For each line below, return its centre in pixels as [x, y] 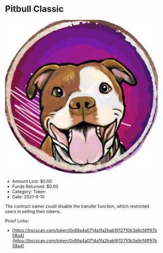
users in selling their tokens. [33, 211]
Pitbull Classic [34, 9]
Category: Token [29, 192]
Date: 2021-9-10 [28, 196]
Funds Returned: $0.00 [35, 186]
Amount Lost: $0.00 [32, 181]
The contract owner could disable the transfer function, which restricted [77, 206]
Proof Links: [17, 221]
